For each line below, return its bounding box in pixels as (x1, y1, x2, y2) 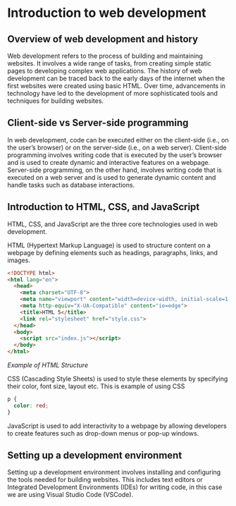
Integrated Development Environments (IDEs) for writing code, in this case (7, 483, 223, 491)
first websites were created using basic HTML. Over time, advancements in (7, 82, 226, 90)
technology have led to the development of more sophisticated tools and (7, 90, 218, 97)
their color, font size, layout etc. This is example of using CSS (7, 382, 185, 390)
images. (7, 256, 30, 264)
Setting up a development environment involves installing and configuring (7, 468, 221, 476)
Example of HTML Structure (7, 361, 89, 369)
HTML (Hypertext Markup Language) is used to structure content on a (7, 241, 211, 249)
